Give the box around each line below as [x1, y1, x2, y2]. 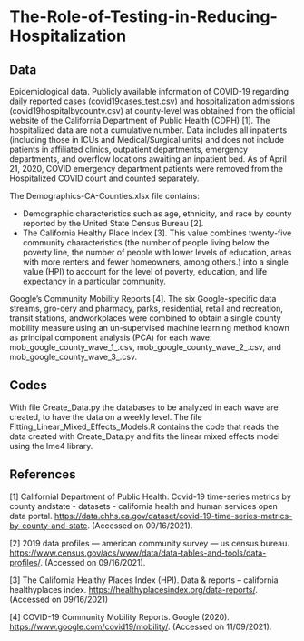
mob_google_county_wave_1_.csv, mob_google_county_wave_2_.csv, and [9, 342, 281, 352]
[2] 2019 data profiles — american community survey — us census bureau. [9, 537, 290, 548]
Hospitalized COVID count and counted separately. [9, 173, 200, 184]
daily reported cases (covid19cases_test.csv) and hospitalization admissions [9, 95, 295, 106]
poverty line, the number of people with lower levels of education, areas [22, 247, 292, 257]
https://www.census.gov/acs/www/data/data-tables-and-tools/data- [9, 547, 267, 558]
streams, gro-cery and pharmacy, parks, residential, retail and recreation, [9, 303, 284, 314]
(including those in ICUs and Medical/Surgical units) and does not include [9, 135, 284, 145]
